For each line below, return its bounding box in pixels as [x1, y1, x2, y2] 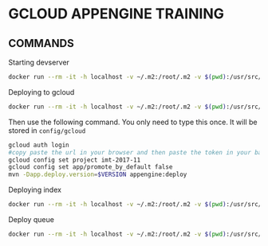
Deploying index [8, 185, 62, 195]
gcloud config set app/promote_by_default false [8, 163, 173, 171]
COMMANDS [8, 37, 74, 50]
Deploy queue [8, 215, 54, 224]
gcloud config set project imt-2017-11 [8, 156, 141, 164]
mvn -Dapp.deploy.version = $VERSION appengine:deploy [8, 170, 187, 179]
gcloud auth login [8, 141, 69, 149]
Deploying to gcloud [8, 87, 75, 96]
